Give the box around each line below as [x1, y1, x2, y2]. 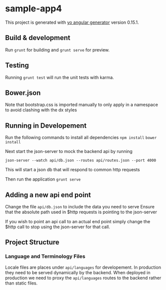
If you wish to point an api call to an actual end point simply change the [5, 219, 150, 224]
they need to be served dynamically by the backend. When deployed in [5, 269, 151, 275]
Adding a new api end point [5, 191, 91, 199]
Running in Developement [5, 121, 87, 130]
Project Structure [5, 238, 59, 246]
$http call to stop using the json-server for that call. [5, 224, 111, 230]
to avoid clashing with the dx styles [5, 107, 77, 113]
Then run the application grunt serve [5, 176, 81, 182]
